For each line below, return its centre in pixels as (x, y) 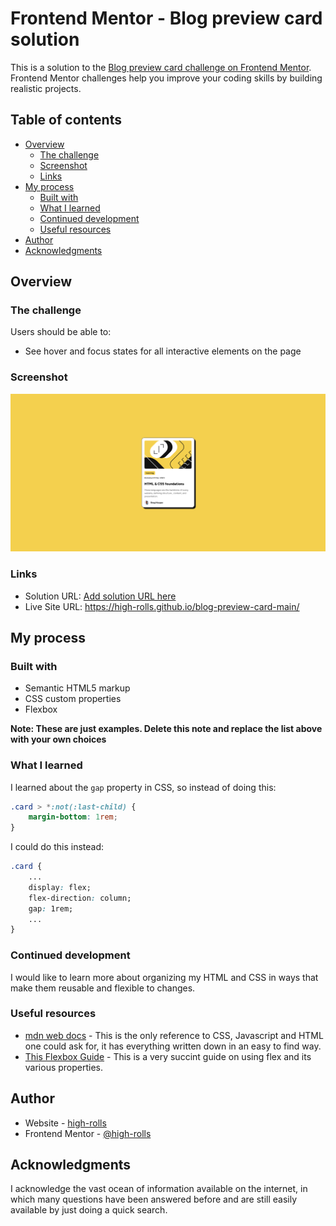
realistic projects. (46, 88)
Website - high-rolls (65, 1123)
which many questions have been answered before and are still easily (154, 1199)
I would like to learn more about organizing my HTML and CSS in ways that (164, 977)
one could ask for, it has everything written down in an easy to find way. (173, 1046)
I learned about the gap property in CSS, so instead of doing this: (143, 787)
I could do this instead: (57, 847)
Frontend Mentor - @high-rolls (88, 1133)
